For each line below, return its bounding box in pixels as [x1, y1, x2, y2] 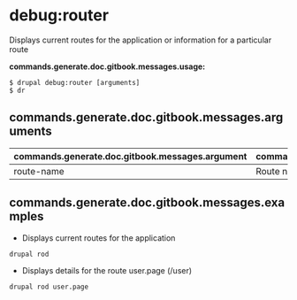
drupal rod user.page [9, 282, 89, 291]
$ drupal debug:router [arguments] [9, 78, 141, 87]
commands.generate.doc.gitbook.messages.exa [9, 196, 286, 211]
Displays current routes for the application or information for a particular [9, 35, 272, 45]
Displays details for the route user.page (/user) [21, 265, 193, 275]
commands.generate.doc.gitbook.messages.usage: [9, 61, 206, 72]
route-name [13, 165, 65, 177]
